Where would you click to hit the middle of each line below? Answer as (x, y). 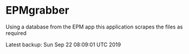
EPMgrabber (37, 10)
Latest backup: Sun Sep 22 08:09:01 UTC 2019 (63, 45)
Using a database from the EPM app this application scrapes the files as (94, 27)
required (16, 33)
